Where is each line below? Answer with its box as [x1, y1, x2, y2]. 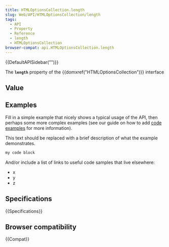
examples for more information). [5, 125, 72, 131]
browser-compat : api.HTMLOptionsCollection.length [5, 45, 114, 50]
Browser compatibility [5, 223, 77, 231]
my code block [5, 150, 35, 155]
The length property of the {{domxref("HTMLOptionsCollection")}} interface [5, 69, 164, 75]
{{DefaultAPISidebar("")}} [5, 59, 59, 65]
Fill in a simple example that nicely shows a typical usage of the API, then [5, 114, 158, 120]
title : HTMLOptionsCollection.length [5, 7, 85, 13]
